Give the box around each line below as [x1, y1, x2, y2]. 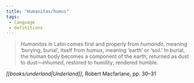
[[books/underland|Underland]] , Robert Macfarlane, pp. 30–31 [6, 70, 157, 77]
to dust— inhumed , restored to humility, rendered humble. [20, 59, 159, 66]
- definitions [8, 24, 43, 31]
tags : [6, 14, 19, 20]
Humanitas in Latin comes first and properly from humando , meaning [20, 41, 188, 48]
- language [8, 19, 35, 25]
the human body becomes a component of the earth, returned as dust [20, 53, 189, 60]
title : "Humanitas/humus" [6, 8, 69, 15]
